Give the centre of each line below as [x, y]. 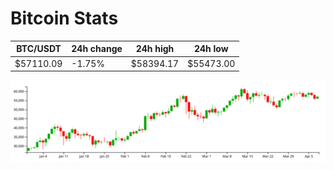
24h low [211, 49]
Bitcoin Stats [64, 18]
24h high [155, 49]
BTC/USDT [39, 49]
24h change [97, 49]
